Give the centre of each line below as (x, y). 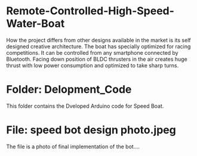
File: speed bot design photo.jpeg (91, 130)
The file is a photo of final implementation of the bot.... (73, 146)
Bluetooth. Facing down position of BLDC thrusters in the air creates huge (97, 59)
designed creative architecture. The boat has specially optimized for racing (98, 46)
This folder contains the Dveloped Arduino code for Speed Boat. (85, 106)
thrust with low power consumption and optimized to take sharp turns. (93, 65)
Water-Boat (36, 24)
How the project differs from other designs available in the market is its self (98, 40)
